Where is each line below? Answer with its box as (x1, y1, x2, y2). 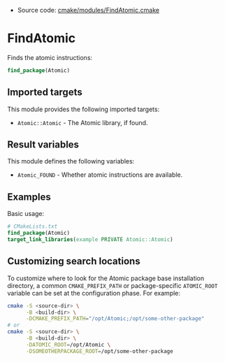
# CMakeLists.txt (7, 223, 58, 230)
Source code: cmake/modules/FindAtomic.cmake (17, 6, 159, 14)
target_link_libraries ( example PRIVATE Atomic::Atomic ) (7, 236, 173, 243)
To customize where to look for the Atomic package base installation (7, 274, 205, 282)
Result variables (7, 139, 79, 151)
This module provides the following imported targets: (7, 105, 160, 113)
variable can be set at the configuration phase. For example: (7, 289, 180, 297)
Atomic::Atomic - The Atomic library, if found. (17, 118, 148, 126)
